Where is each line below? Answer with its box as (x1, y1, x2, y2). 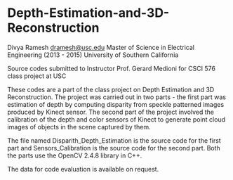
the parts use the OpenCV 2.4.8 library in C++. (7, 151, 142, 160)
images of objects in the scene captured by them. (7, 122, 151, 131)
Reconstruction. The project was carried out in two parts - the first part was (7, 93, 227, 101)
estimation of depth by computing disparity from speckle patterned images (7, 100, 225, 108)
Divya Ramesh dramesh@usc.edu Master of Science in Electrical (7, 43, 195, 51)
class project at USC (7, 72, 67, 80)
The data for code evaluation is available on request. (7, 165, 159, 173)
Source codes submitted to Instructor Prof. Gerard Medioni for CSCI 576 (7, 64, 216, 72)
